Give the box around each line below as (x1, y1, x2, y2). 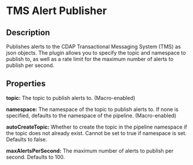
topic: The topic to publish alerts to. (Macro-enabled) (6, 94, 135, 101)
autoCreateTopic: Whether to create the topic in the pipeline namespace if (6, 123, 187, 130)
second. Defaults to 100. (6, 153, 65, 160)
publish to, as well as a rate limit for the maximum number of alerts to (6, 56, 174, 62)
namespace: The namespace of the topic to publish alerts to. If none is (6, 106, 179, 113)
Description (6, 28, 50, 38)
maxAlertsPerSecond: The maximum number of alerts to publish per (6, 147, 174, 154)
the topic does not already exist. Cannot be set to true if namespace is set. (6, 129, 187, 136)
